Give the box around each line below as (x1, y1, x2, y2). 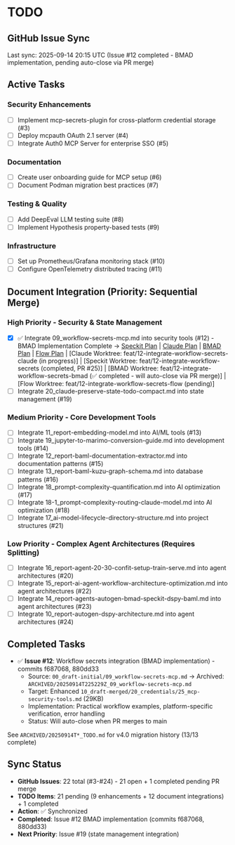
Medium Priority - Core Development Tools (7, 412, 156, 422)
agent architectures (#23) (17, 602, 93, 611)
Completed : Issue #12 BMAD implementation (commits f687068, (17, 815, 205, 823)
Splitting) (7, 548, 40, 557)
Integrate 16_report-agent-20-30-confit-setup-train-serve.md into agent (17, 563, 227, 572)
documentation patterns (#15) (17, 460, 104, 468)
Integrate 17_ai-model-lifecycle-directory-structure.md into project (17, 513, 209, 522)
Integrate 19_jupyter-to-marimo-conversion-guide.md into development (17, 437, 224, 445)
